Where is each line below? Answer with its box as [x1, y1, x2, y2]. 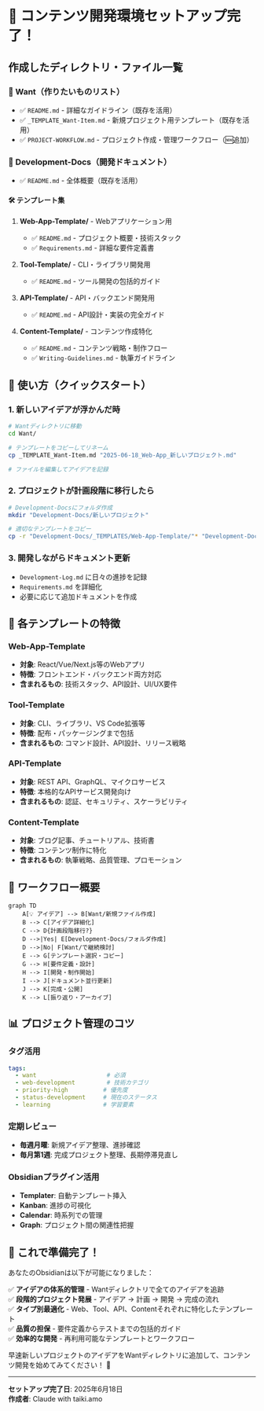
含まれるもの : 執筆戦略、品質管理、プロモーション [19, 855, 182, 865]
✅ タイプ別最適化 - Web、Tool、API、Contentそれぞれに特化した [8, 1304, 219, 1314]
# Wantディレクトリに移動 [8, 422, 82, 431]
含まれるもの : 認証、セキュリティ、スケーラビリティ [19, 796, 189, 806]
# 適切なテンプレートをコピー [8, 525, 92, 533]
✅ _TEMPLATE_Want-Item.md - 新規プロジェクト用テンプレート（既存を [19, 115, 243, 124]
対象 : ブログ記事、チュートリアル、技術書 [19, 836, 155, 845]
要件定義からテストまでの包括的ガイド [57, 1324, 182, 1333]
